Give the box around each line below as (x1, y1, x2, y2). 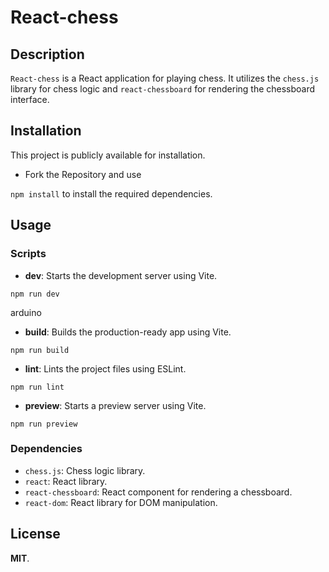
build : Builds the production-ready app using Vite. (24, 326, 232, 338)
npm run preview (10, 419, 78, 429)
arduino (10, 306, 42, 318)
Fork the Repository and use (24, 168, 142, 180)
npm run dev (10, 289, 60, 299)
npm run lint (10, 382, 65, 392)
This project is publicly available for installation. (10, 149, 206, 161)
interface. (10, 94, 50, 105)
